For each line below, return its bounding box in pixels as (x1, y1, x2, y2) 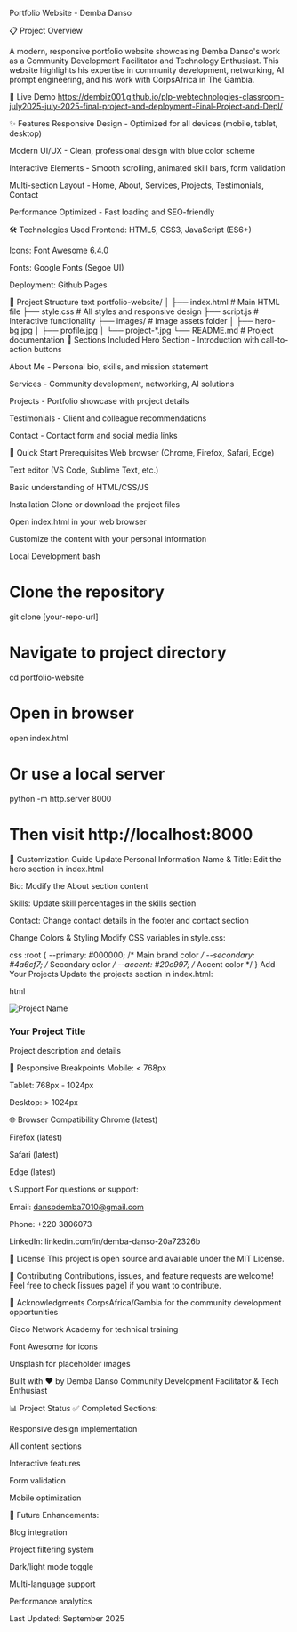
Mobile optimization (9, 1492, 82, 1503)
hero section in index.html (9, 863, 104, 874)
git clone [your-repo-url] (9, 611, 100, 622)
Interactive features (9, 1458, 81, 1468)
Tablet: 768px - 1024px (9, 1079, 94, 1090)
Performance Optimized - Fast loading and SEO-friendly (9, 206, 215, 217)
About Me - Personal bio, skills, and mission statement (9, 361, 209, 372)
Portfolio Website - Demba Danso (9, 8, 132, 18)
